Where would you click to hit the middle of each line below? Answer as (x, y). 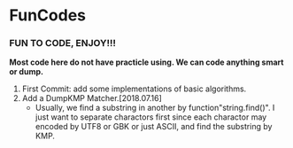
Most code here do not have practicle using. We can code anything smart (146, 62)
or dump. (27, 72)
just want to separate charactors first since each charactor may (151, 117)
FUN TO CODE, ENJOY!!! (63, 43)
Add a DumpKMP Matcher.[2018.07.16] (92, 98)
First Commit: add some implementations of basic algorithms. (134, 89)
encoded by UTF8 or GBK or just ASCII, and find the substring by (154, 127)
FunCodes (48, 16)
